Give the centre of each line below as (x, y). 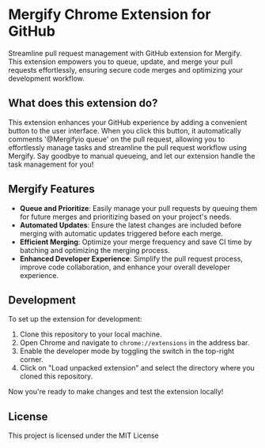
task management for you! (51, 164)
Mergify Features (51, 189)
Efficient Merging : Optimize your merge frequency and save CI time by (136, 242)
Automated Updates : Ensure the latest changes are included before (131, 225)
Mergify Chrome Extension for (110, 15)
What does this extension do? (83, 103)
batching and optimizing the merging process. (95, 250)
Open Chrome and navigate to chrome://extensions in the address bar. (134, 343)
